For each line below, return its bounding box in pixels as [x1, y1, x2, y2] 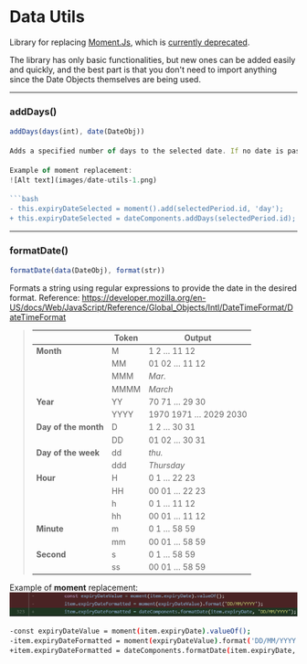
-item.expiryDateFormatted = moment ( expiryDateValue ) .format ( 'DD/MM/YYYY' [9, 637, 301, 646]
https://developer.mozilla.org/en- [81, 293, 206, 304]
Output [184, 332, 212, 343]
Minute [36, 523, 64, 534]
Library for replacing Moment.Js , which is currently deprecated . [9, 37, 250, 48]
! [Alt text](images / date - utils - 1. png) [9, 176, 157, 185]
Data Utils [9, 6, 85, 27]
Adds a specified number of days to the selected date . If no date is [9, 146, 284, 155]
